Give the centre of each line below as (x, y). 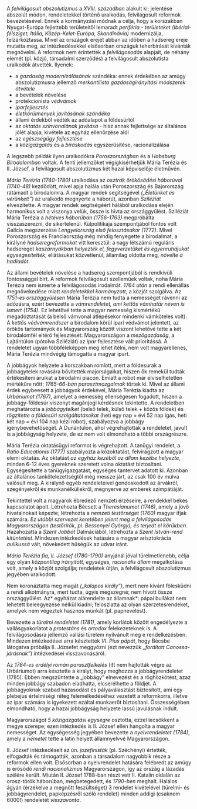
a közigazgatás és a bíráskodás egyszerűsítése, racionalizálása (92, 145)
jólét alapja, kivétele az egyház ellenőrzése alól (72, 132)
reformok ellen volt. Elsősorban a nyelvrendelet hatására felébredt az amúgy (99, 763)
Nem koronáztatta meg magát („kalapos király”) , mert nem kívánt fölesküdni (99, 586)
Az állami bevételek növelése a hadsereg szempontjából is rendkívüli (90, 273)
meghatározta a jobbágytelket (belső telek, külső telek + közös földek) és (95, 409)
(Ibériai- (181, 27)
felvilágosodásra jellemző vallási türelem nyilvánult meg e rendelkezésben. (97, 635)
